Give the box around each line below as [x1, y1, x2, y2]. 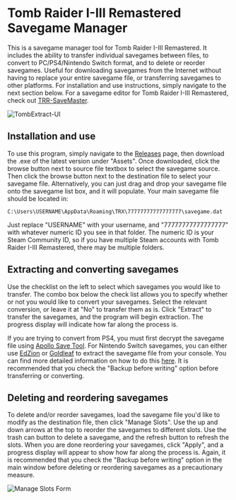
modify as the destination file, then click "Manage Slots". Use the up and [7, 418, 218, 426]
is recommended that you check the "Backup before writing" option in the [7, 455, 223, 465]
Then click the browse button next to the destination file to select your [7, 171, 212, 180]
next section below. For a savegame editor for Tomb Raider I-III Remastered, [7, 89, 229, 97]
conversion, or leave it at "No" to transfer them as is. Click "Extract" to [7, 305, 212, 313]
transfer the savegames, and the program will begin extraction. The [7, 312, 203, 321]
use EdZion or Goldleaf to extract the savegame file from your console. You [7, 348, 227, 357]
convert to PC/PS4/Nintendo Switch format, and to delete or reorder [7, 58, 206, 67]
